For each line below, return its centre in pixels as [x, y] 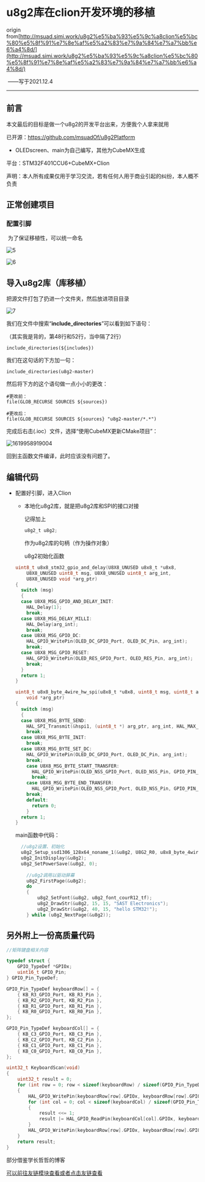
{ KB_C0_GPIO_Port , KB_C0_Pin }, [60, 1051]
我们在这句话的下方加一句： [41, 360]
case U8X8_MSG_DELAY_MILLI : [57, 618]
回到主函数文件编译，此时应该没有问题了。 [60, 456]
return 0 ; [44, 806]
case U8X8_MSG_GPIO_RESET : [55, 653]
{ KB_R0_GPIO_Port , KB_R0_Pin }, [60, 1012]
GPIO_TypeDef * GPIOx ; [45, 967]
